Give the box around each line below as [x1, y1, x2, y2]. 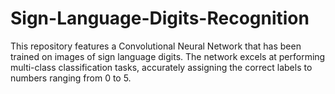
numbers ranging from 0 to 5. [10, 72, 132, 84]
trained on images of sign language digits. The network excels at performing [10, 50, 326, 62]
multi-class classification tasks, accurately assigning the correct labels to [10, 61, 313, 73]
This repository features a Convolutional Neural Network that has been [10, 40, 302, 52]
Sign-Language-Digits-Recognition [10, 7, 310, 30]
